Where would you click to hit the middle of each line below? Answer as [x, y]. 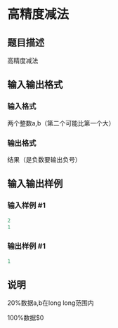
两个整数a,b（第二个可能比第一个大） [61, 123]
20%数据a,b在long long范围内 [51, 303]
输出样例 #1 [26, 246]
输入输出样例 [35, 184]
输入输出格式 [35, 85]
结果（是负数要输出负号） [44, 159]
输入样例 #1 [26, 205]
